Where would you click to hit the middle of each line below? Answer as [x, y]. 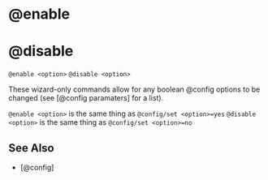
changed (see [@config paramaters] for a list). [86, 98]
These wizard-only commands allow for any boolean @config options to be [134, 89]
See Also [31, 148]
